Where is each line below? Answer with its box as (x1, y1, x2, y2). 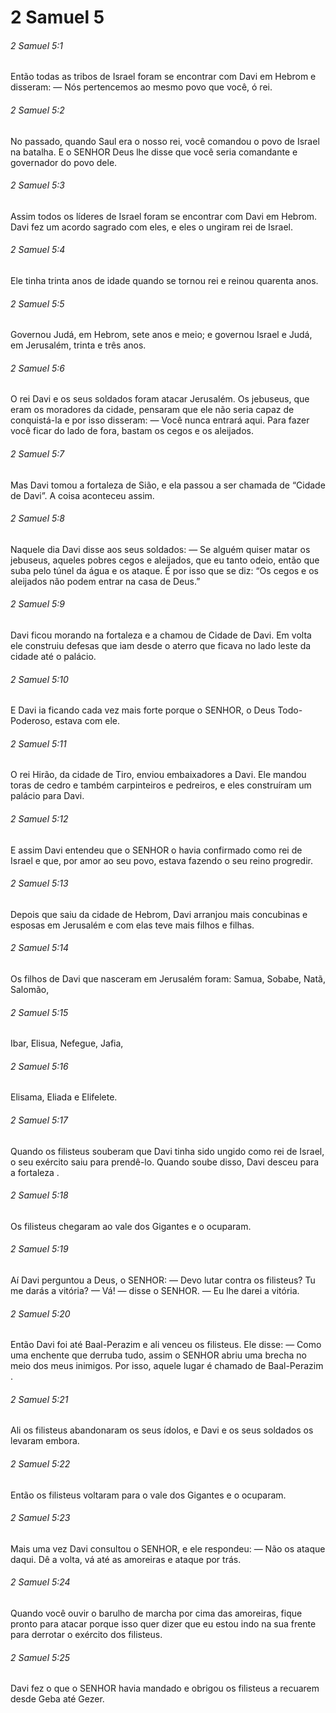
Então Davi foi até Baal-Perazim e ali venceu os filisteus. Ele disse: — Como (10, 1339, 322, 1351)
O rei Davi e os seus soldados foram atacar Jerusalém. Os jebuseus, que (10, 393, 310, 405)
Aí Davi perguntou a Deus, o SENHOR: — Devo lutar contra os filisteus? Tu (10, 1274, 316, 1286)
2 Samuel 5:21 (10, 1393, 69, 1405)
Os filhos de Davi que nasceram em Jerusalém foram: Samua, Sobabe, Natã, (10, 973, 327, 985)
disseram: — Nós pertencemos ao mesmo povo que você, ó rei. (10, 81, 273, 93)
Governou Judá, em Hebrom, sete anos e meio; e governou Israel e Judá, (10, 329, 313, 341)
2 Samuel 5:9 (10, 598, 65, 610)
